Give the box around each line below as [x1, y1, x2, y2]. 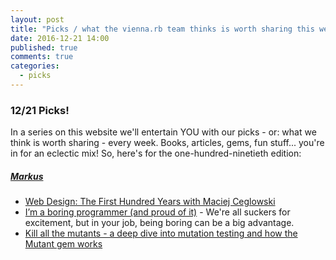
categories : [10, 61, 60, 71]
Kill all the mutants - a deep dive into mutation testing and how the [24, 227, 298, 240]
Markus [10, 170, 44, 182]
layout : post [10, 14, 65, 25]
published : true [10, 42, 78, 53]
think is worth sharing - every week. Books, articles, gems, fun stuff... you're [10, 137, 325, 149]
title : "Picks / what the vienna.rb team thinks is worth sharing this [10, 24, 315, 34]
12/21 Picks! [10, 103, 70, 117]
